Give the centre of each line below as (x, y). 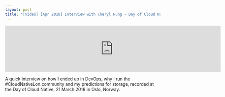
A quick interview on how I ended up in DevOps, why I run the (68, 79)
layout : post (18, 10)
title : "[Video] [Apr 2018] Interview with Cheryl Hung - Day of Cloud (80, 14)
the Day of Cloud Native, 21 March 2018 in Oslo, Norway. (63, 89)
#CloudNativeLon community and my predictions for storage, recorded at (80, 84)
